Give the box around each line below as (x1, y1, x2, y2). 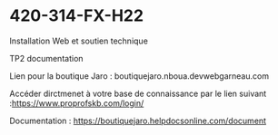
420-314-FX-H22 (9, 5, 144, 26)
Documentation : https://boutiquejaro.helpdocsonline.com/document (9, 115, 266, 126)
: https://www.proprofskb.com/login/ (9, 97, 144, 109)
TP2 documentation (9, 53, 84, 63)
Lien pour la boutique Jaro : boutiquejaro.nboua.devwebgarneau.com (9, 70, 270, 82)
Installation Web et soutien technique (9, 35, 148, 46)
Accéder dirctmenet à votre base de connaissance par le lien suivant (9, 88, 267, 99)
